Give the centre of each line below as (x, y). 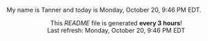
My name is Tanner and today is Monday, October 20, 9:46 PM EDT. (104, 10)
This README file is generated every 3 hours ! (116, 23)
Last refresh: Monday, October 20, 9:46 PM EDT (116, 30)
